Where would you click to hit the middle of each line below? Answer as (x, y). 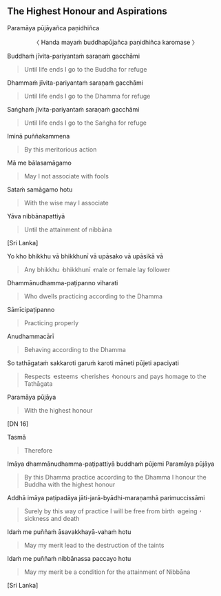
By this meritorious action (60, 149)
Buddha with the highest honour (70, 484)
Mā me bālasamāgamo (40, 163)
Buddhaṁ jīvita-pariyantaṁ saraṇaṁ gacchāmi (73, 56)
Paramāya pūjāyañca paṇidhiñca (53, 28)
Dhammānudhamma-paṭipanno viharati (63, 282)
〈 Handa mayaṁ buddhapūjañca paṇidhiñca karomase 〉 (116, 42)
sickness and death (52, 518)
